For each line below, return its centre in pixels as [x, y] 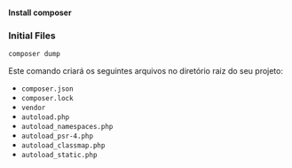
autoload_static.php [59, 155]
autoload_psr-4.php [57, 136]
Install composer [40, 12]
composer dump [35, 53]
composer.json [47, 89]
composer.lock [47, 98]
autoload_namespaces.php [67, 126]
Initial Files [32, 36]
